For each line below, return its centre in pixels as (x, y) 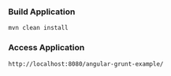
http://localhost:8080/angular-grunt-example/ (86, 64)
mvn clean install (38, 28)
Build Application (42, 12)
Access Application (46, 48)
